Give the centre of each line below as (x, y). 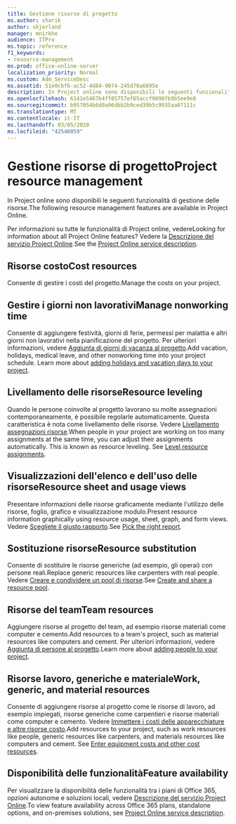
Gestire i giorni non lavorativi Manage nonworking (118, 305)
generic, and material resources (79, 689)
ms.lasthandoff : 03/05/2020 (48, 125)
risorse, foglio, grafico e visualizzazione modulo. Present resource (103, 511)
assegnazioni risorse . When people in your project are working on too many (116, 431)
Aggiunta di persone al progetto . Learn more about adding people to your (112, 649)
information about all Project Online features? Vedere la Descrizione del (111, 237)
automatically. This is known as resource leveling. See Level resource (108, 446)
